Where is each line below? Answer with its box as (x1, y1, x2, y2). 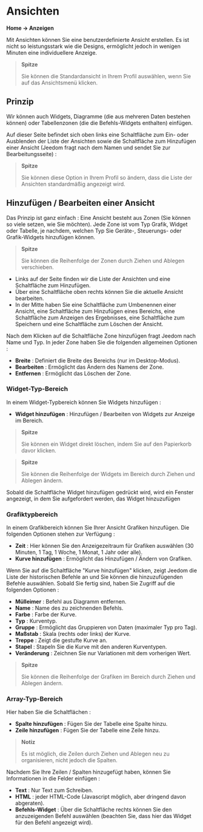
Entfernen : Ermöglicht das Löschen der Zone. (15, 369, 131, 377)
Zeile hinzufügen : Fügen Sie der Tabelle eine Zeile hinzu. (15, 727, 161, 734)
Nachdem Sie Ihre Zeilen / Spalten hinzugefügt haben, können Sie (6, 768, 171, 776)
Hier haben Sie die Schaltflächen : (6, 709, 91, 716)
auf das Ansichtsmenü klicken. (21, 79, 98, 86)
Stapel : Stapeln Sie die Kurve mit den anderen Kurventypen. (15, 643, 167, 650)
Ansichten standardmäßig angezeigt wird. (21, 180, 125, 188)
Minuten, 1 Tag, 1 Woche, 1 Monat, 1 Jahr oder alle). (15, 548, 143, 556)
